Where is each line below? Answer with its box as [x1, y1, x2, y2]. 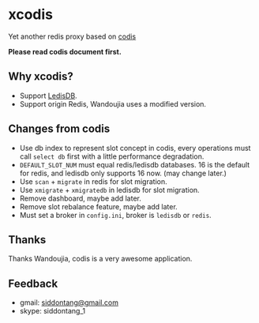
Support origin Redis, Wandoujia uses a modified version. [19, 99, 207, 108]
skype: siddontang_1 [19, 306, 85, 316]
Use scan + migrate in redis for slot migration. [19, 176, 167, 186]
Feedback [8, 276, 58, 290]
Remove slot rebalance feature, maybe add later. [19, 201, 178, 211]
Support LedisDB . [19, 91, 77, 100]
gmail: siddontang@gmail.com [19, 298, 118, 307]
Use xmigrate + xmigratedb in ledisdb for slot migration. [19, 185, 200, 194]
